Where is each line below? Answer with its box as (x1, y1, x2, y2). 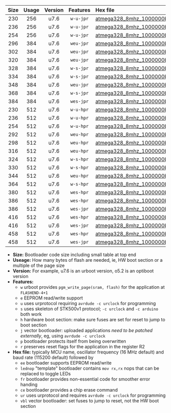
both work (20, 311, 42, 317)
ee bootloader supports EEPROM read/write (20, 360, 112, 366)
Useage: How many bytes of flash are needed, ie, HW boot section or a (12, 257, 163, 263)
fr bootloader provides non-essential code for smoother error (20, 376, 150, 382)
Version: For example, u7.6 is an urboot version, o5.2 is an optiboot (12, 268, 154, 274)
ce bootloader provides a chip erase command (20, 387, 118, 393)
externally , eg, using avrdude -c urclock (20, 333, 106, 339)
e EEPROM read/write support (20, 295, 83, 301)
